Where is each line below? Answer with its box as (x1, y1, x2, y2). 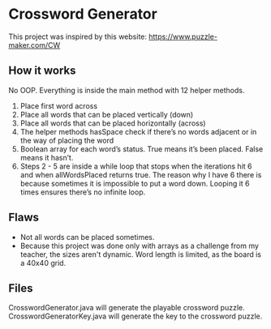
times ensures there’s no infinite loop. (19, 187, 146, 197)
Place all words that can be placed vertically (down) (19, 109, 194, 119)
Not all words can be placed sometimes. (19, 232, 155, 241)
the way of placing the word (19, 135, 114, 145)
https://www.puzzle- (148, 32, 217, 41)
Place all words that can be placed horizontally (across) (19, 118, 206, 128)
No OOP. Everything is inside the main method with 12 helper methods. (8, 85, 245, 95)
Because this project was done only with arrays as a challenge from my (19, 241, 260, 250)
